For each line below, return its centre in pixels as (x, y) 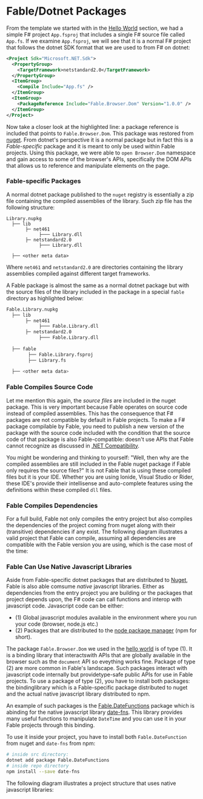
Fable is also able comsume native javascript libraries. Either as (85, 586)
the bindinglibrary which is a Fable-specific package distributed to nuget (97, 688)
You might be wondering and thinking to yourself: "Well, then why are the (98, 457)
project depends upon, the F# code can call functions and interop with (94, 600)
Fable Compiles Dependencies (52, 505)
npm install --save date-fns (43, 771)
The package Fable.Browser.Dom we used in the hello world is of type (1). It (99, 649)
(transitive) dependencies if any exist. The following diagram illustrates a (97, 531)
